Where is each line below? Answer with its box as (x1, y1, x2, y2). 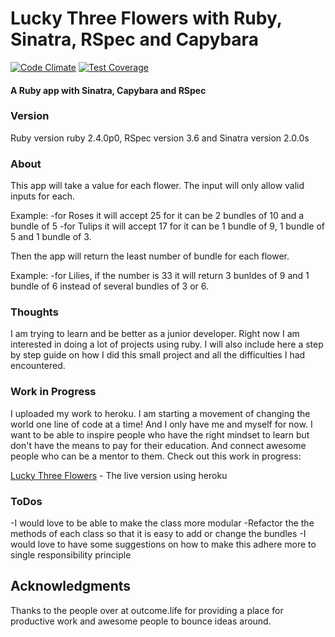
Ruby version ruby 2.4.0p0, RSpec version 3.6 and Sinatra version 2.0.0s (10, 132, 310, 144)
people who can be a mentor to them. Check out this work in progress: (10, 450, 302, 462)
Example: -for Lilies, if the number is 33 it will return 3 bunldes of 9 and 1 (10, 270, 310, 282)
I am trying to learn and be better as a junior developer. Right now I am (10, 328, 300, 340)
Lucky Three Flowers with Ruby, (10, 7, 283, 30)
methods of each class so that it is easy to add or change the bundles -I (10, 528, 307, 540)
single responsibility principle (10, 549, 132, 561)
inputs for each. (10, 190, 76, 202)
